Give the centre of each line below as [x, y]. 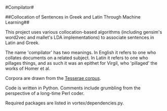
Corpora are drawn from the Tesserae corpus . [53, 78]
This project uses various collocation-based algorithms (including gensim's [84, 32]
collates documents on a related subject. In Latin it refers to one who [77, 58]
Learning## [17, 22]
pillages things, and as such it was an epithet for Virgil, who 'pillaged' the [81, 63]
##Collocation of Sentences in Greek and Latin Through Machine [73, 17]
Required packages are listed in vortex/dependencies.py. [65, 103]
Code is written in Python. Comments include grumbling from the [73, 88]
